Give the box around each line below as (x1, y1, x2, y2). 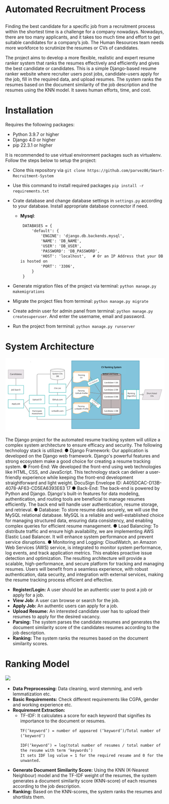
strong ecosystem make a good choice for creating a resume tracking (5, 458, 151, 464)
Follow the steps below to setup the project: (5, 157, 97, 163)
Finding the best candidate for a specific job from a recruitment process (5, 23, 155, 29)
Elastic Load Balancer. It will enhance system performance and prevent (5, 534, 153, 540)
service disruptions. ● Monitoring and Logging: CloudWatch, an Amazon (5, 539, 157, 545)
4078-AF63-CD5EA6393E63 (5, 485, 65, 491)
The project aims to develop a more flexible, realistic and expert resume (5, 55, 155, 61)
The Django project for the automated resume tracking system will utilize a (5, 436, 160, 442)
